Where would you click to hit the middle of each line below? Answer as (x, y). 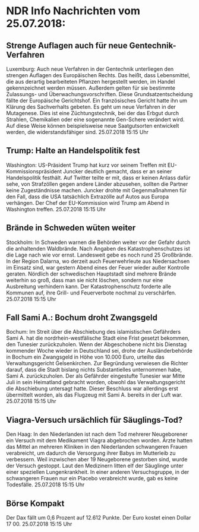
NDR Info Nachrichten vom (73, 11)
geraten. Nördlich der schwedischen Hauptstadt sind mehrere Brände (91, 274)
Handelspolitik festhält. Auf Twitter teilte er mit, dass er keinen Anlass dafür (98, 178)
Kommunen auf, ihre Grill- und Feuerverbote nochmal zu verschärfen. (91, 293)
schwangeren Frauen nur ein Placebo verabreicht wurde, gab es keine (92, 479)
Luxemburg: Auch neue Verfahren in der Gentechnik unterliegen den (90, 69)
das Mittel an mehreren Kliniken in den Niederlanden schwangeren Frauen (97, 447)
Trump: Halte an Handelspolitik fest (73, 151)
